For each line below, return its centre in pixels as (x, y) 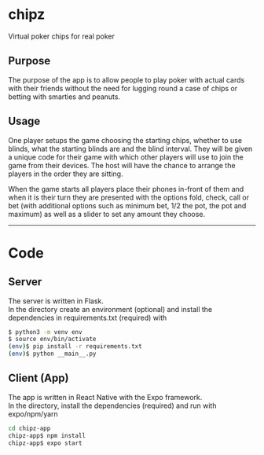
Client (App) (38, 378)
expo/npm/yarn (33, 413)
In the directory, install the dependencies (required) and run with (112, 405)
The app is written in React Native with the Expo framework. (105, 397)
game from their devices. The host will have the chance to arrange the (122, 165)
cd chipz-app (29, 428)
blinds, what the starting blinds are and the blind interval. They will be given (130, 149)
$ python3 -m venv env (45, 332)
